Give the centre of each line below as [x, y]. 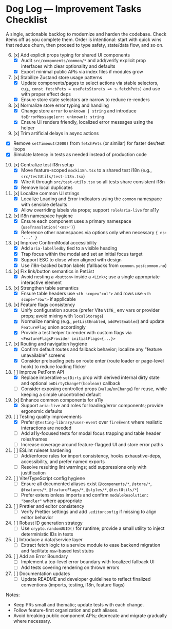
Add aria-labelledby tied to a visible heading [69, 248]
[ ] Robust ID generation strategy [48, 523]
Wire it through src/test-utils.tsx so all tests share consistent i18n [93, 182]
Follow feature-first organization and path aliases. [66, 610]
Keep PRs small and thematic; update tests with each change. [79, 604]
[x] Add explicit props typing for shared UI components [72, 55]
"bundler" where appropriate [52, 501]
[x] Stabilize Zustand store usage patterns [58, 78]
